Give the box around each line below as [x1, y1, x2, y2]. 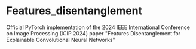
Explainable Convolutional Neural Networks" [6, 36, 115, 43]
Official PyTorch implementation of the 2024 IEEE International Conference [6, 24, 190, 31]
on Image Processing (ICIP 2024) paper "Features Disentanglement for [6, 30, 181, 37]
